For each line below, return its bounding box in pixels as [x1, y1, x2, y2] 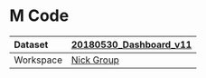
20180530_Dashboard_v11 [70, 38, 192, 51]
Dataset [14, 38, 49, 51]
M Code [9, 5, 70, 26]
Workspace [14, 54, 63, 66]
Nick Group [70, 54, 120, 66]
